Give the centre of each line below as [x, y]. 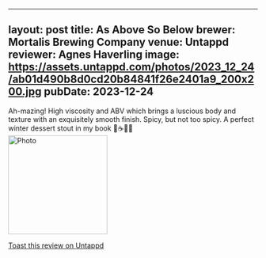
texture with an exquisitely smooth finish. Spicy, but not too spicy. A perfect [131, 119]
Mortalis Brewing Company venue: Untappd [119, 42]
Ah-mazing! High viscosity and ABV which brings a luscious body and [122, 111]
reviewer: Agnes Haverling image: [94, 55]
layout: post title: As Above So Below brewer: [122, 30]
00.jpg [25, 92]
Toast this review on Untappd [56, 245]
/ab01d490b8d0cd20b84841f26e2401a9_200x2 [131, 80]
